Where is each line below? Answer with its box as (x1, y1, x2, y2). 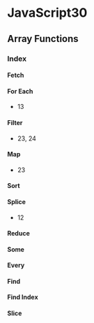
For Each (7, 87, 33, 95)
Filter (7, 118, 23, 127)
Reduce (7, 229, 30, 238)
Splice (7, 197, 26, 206)
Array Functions (7, 33, 79, 45)
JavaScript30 (7, 5, 88, 21)
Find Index (7, 293, 38, 301)
